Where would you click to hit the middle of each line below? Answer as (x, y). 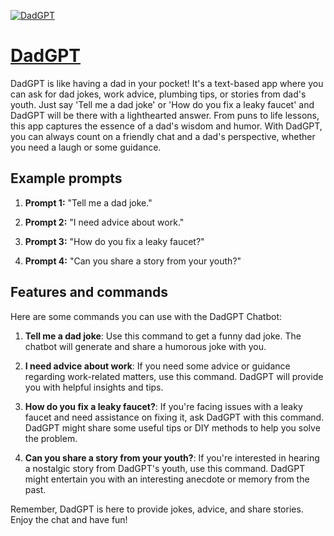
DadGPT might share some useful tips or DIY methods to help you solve (172, 427)
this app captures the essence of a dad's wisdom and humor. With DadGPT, (166, 126)
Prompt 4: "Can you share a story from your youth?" (133, 261)
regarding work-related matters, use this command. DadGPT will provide (174, 376)
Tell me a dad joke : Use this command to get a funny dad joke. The (163, 336)
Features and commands (89, 292)
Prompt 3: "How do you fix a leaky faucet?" (114, 241)
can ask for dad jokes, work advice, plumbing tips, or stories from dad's (158, 94)
